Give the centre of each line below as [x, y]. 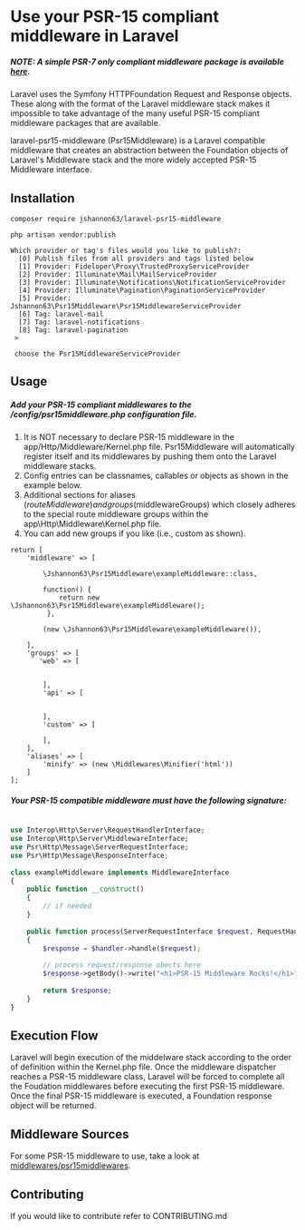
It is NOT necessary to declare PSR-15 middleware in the [129, 437]
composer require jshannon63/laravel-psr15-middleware [116, 219]
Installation [43, 198]
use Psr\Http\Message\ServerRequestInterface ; [100, 847]
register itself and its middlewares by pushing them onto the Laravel [150, 456]
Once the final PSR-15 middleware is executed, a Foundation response [141, 1096]
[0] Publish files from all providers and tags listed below [136, 259]
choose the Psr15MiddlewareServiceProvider [97, 354]
